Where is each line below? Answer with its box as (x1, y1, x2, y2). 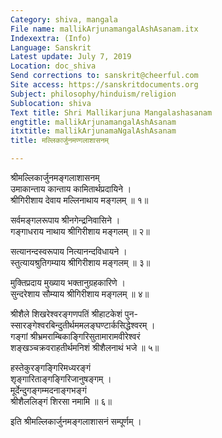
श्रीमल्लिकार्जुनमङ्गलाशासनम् (10, 172, 100, 183)
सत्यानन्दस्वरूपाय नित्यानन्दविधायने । (10, 246, 128, 257)
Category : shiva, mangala (10, 14, 118, 25)
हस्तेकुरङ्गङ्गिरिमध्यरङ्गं (10, 362, 91, 373)
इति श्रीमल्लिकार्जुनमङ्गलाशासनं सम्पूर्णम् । (10, 416, 142, 427)
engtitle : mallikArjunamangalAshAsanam (10, 117, 177, 127)
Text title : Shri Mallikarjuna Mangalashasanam (10, 107, 213, 118)
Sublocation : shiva (10, 98, 92, 108)
